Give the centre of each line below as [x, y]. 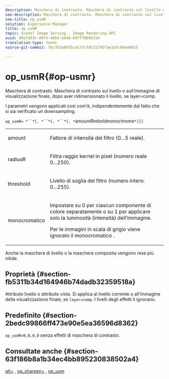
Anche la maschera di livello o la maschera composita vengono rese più [80, 253]
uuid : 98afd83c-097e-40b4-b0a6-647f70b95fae [53, 38]
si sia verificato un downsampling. [40, 111]
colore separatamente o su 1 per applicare [100, 211]
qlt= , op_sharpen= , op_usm [35, 371]
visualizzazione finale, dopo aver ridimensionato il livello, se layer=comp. [81, 96]
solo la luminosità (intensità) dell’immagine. [101, 218]
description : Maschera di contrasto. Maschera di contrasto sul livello [83, 10]
